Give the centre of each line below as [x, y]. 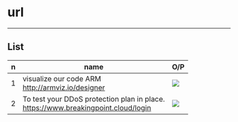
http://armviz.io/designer [64, 87]
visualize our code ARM [62, 78]
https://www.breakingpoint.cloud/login [87, 108]
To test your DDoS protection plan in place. [93, 99]
